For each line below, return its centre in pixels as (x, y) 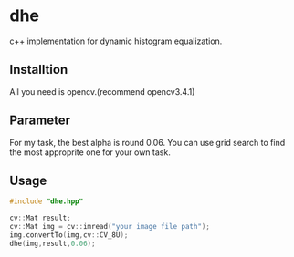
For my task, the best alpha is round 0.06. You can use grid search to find (147, 142)
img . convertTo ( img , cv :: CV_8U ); (69, 235)
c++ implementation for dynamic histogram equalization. (116, 41)
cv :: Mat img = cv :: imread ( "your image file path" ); (110, 227)
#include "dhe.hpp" (47, 201)
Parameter (40, 121)
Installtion (39, 70)
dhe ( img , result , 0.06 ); (52, 243)
